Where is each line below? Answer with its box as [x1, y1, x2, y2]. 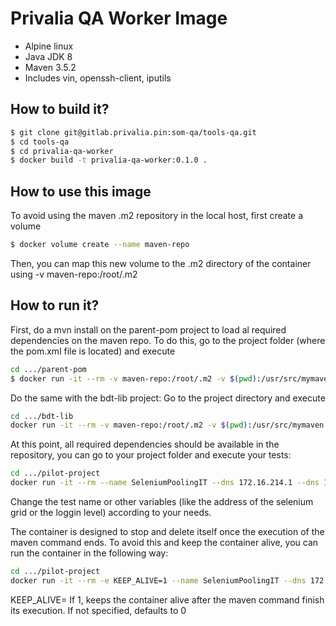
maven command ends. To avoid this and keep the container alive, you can [10, 537, 319, 548]
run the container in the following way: [10, 547, 169, 559]
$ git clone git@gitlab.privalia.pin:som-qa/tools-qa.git [10, 127, 257, 137]
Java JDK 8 [24, 50, 73, 62]
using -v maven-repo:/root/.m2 [10, 268, 138, 280]
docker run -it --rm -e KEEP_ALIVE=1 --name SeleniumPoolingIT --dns [10, 575, 307, 586]
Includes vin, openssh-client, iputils [24, 72, 172, 84]
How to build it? [10, 101, 110, 118]
